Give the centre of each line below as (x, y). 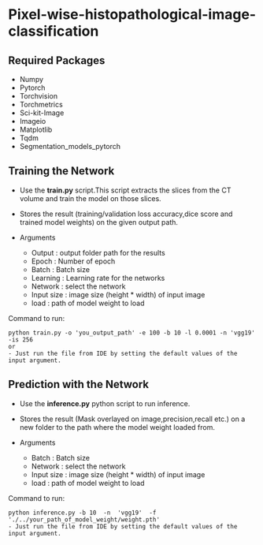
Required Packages (57, 60)
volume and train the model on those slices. (90, 198)
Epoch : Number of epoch (73, 261)
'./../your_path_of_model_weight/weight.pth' (84, 519)
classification (54, 31)
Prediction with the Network (79, 384)
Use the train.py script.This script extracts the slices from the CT (125, 190)
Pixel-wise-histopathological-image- (132, 15)
